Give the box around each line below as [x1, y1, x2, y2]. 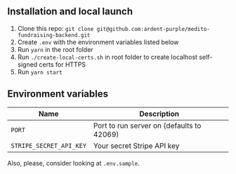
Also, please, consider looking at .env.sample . [7, 159, 140, 167]
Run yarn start [17, 67, 63, 76]
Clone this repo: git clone [17, 24, 94, 32]
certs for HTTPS [39, 60, 86, 69]
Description [139, 109, 180, 119]
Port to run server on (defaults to [93, 121, 202, 130]
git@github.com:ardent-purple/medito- [96, 25, 211, 32]
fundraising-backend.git [17, 32, 91, 39]
